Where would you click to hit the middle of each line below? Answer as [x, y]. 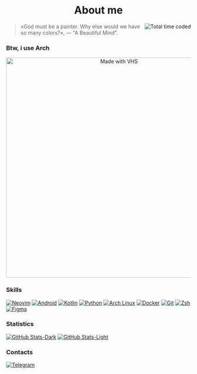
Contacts [20, 352]
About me [98, 10]
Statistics [20, 324]
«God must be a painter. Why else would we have [80, 26]
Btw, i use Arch [28, 48]
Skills [14, 290]
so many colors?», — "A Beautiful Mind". [69, 32]
